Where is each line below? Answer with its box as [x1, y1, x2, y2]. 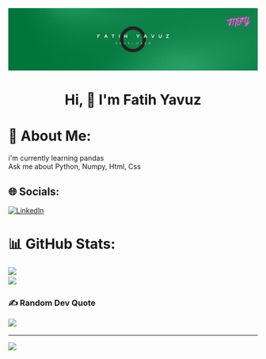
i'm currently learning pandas [8, 154, 104, 163]
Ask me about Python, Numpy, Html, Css [8, 162, 141, 171]
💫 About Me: [8, 127, 92, 145]
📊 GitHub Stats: [8, 235, 116, 253]
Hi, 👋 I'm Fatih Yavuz [64, 91, 202, 109]
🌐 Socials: [8, 185, 60, 198]
